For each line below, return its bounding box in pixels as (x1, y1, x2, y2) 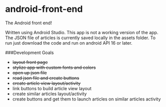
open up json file (12, 69, 47, 75)
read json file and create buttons (12, 75, 80, 81)
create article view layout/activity (12, 80, 81, 86)
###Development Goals (5, 50, 54, 55)
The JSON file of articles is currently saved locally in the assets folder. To (5, 35, 156, 41)
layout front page (12, 59, 48, 65)
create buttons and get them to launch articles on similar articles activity (12, 96, 161, 102)
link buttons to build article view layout (12, 85, 92, 91)
